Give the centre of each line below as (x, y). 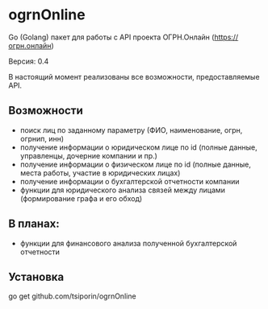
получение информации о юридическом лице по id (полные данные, (138, 147)
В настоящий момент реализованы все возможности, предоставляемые (134, 76)
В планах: (34, 224)
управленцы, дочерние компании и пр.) (88, 155)
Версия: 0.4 (29, 61)
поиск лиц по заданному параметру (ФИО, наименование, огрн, (131, 130)
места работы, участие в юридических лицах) (100, 173)
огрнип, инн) (42, 138)
